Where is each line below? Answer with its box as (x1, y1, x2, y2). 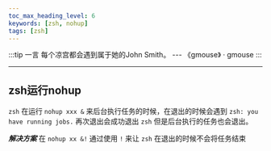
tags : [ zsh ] (8, 27, 48, 35)
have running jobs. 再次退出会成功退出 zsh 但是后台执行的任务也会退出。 (8, 116, 253, 126)
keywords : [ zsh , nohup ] (8, 19, 89, 27)
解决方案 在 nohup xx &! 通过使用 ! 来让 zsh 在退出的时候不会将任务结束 (8, 134, 246, 144)
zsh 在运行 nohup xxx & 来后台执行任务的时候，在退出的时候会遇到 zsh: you (8, 107, 259, 116)
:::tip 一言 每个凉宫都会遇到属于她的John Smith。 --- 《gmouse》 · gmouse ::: (8, 50, 262, 60)
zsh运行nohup (8, 83, 82, 97)
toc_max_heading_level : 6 (8, 11, 95, 20)
